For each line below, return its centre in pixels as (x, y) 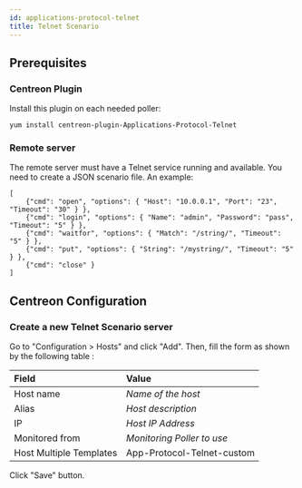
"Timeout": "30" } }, (50, 210)
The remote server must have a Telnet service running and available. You (146, 168)
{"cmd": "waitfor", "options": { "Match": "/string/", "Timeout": (154, 234)
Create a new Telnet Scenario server (92, 327)
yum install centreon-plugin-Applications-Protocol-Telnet (123, 125)
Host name (37, 394)
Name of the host (163, 394)
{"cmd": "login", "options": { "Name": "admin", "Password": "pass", (160, 218)
